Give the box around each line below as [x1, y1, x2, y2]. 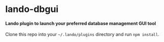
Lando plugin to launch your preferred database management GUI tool [5, 20, 156, 26]
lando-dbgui [5, 3, 59, 15]
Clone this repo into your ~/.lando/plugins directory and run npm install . [5, 31, 159, 37]
